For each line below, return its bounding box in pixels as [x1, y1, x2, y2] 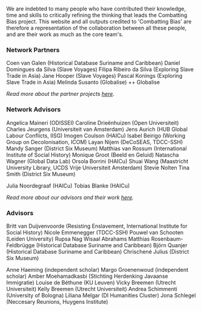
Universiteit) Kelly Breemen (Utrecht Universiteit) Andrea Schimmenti [6, 285, 178, 292]
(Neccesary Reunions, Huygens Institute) [6, 298, 109, 305]
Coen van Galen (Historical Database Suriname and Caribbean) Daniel [6, 60, 180, 67]
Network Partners [6, 45, 60, 54]
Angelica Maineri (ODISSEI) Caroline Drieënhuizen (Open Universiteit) [6, 119, 179, 126]
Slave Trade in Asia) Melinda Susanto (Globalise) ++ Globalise [6, 78, 160, 86]
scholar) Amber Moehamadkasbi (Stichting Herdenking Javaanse [6, 272, 168, 280]
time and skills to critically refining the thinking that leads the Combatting [6, 11, 188, 19]
